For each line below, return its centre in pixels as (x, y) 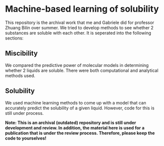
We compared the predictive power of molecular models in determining (77, 65)
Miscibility (22, 53)
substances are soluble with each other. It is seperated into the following (78, 33)
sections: (14, 38)
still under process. (24, 113)
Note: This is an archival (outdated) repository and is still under (70, 123)
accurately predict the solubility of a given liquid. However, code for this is (80, 108)
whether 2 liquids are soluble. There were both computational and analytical (82, 70)
